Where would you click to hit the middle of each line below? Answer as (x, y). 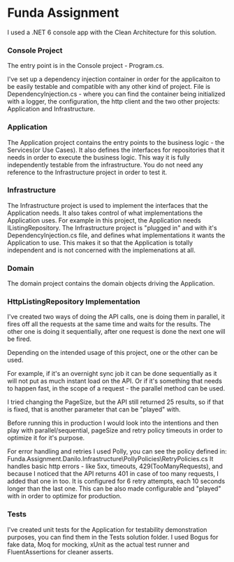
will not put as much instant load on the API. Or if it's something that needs (115, 381)
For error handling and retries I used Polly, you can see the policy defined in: (117, 451)
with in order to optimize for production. (65, 496)
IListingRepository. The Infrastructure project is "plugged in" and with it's (112, 227)
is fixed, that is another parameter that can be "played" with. (94, 409)
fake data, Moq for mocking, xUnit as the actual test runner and (98, 545)
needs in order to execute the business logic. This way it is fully (98, 157)
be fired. (20, 339)
